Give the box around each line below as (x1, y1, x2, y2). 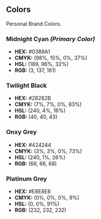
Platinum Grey (6, 174, 47, 183)
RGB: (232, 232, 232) (14, 207, 67, 213)
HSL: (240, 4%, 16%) (14, 107, 66, 114)
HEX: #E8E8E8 (14, 188, 51, 195)
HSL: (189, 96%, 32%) (14, 61, 69, 68)
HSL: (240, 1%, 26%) (14, 153, 66, 160)
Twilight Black (6, 81, 47, 90)
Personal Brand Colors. (6, 20, 62, 27)
